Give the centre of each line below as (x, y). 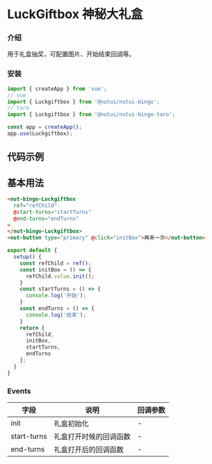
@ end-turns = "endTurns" (46, 218)
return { (32, 328)
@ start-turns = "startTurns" (52, 212)
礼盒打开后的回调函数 (89, 450)
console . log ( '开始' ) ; (56, 296)
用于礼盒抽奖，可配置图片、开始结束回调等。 (71, 54)
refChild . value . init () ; (60, 276)
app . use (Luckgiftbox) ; (40, 134)
